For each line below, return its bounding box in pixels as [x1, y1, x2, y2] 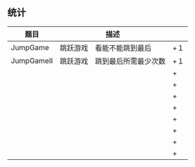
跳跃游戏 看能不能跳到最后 [59, 43, 152, 53]
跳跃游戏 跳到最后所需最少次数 [59, 56, 166, 66]
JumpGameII [11, 56, 54, 66]
